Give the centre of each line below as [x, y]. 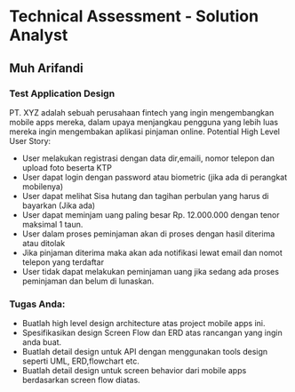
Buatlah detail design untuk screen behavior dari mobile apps [134, 371]
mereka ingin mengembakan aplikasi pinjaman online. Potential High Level [144, 132]
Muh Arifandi [46, 68]
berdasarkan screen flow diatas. [81, 380]
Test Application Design [62, 93]
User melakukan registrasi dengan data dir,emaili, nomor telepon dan [148, 158]
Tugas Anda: [37, 304]
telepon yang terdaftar [63, 262]
